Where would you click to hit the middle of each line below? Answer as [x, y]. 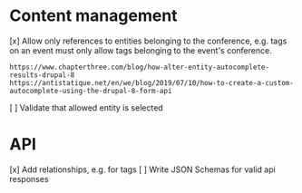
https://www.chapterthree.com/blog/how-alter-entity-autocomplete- [140, 67]
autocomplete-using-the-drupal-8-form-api [91, 91]
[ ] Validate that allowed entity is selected [86, 107]
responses [29, 179]
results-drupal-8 [42, 75]
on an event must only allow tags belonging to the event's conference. [141, 50]
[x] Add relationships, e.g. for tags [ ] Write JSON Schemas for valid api [143, 169]
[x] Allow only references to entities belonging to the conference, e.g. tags [148, 41]
